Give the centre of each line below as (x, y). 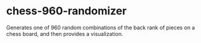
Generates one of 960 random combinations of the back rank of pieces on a (101, 27)
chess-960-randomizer (66, 11)
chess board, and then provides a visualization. (65, 33)
